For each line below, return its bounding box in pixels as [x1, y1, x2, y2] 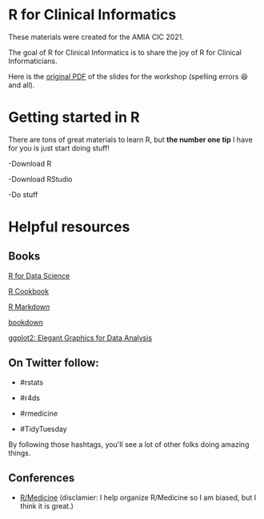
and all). [8, 80, 35, 90]
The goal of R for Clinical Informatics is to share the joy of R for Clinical [8, 47, 242, 57]
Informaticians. [8, 56, 58, 66]
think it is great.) [19, 501, 74, 510]
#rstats [19, 377, 44, 387]
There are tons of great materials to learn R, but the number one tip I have [8, 135, 254, 144]
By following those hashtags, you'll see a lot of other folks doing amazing [8, 439, 250, 449]
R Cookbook [8, 286, 50, 296]
